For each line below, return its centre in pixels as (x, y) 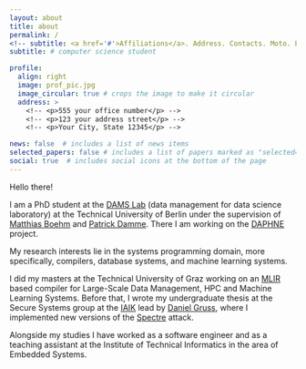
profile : (26, 68)
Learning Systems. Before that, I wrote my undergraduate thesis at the (141, 298)
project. (24, 233)
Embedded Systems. (48, 354)
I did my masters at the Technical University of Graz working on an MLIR (145, 278)
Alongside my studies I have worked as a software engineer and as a (138, 334)
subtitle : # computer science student (83, 52)
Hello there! (31, 187)
